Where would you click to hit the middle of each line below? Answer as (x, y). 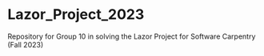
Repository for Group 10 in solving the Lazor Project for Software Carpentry (132, 36)
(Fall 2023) (26, 44)
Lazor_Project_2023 (76, 15)
